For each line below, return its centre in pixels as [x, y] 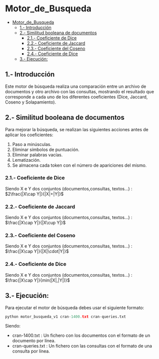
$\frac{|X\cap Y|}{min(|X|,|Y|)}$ [38, 280]
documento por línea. [34, 341]
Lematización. [26, 160]
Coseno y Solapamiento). [31, 102]
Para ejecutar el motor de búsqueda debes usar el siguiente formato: [75, 307]
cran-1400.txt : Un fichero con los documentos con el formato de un [81, 335]
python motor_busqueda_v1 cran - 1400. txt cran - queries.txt [66, 317]
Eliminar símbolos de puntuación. [46, 149]
